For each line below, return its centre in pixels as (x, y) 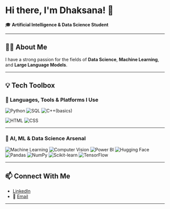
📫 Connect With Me (38, 176)
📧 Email (20, 196)
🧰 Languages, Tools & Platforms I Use (52, 100)
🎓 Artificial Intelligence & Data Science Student (57, 24)
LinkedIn (22, 191)
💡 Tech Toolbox (30, 86)
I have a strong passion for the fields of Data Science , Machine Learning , (82, 59)
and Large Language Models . (36, 65)
